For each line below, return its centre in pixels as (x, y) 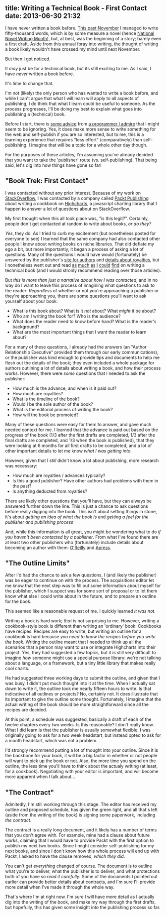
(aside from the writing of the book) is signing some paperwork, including (80, 815)
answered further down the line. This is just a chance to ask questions (77, 506)
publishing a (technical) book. (35, 114)
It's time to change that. (29, 83)
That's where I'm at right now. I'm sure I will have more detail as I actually (80, 897)
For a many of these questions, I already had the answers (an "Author (76, 347)
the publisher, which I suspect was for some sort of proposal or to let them (81, 591)
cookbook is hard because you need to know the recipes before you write (81, 637)
